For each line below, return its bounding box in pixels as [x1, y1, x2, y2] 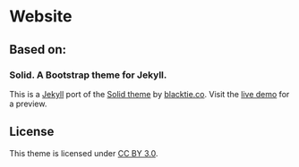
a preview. [9, 98, 47, 109]
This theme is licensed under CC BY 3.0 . [9, 147, 158, 158]
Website [9, 6, 73, 27]
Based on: [9, 42, 67, 57]
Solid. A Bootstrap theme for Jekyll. [9, 69, 167, 81]
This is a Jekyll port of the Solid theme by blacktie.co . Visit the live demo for [9, 88, 290, 99]
